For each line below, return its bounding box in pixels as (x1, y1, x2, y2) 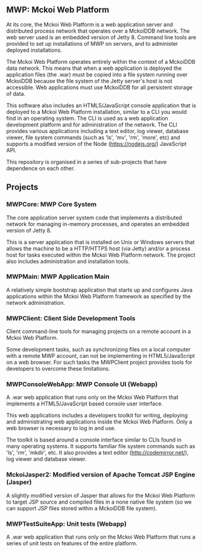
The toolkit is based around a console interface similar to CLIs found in (6, 436, 182, 443)
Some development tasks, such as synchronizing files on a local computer (6, 346, 191, 353)
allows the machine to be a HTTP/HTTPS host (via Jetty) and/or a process (6, 245, 191, 252)
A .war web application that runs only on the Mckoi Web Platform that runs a (6, 533, 196, 540)
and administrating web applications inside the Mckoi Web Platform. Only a (6, 418, 192, 425)
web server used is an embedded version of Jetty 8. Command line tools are (6, 33, 197, 41)
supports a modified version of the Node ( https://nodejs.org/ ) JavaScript (6, 140, 187, 147)
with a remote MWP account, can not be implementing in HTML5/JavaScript (6, 352, 195, 360)
